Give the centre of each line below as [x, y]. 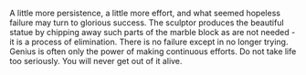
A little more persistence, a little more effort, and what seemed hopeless [145, 13]
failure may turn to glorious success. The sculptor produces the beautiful [147, 23]
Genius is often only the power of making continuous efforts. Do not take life [153, 52]
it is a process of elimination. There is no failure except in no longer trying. [149, 42]
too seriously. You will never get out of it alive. [96, 61]
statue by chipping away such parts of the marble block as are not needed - [153, 32]
